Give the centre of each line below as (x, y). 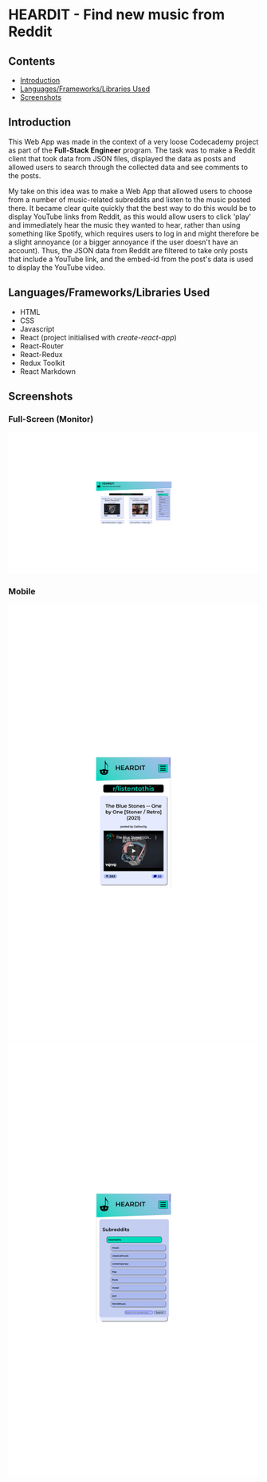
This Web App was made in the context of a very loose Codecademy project (133, 141)
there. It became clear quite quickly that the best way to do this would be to (132, 208)
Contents (32, 61)
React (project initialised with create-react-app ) (98, 337)
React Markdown (48, 371)
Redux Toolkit (42, 363)
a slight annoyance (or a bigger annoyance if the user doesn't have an (124, 242)
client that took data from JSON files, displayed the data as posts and (122, 158)
